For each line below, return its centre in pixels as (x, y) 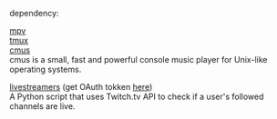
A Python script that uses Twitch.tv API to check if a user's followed (137, 96)
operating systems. (46, 69)
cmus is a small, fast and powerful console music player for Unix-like (138, 59)
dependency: (34, 13)
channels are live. (42, 106)
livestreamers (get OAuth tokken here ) (81, 87)
